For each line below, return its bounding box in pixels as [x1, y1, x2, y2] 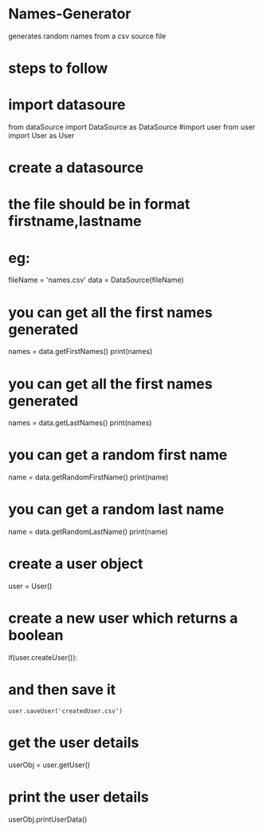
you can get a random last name [8, 500, 225, 519]
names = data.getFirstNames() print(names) [8, 347, 153, 356]
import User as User [8, 131, 75, 141]
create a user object [8, 555, 143, 573]
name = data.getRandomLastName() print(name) [8, 527, 168, 536]
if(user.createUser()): [8, 653, 78, 662]
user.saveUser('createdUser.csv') [8, 707, 124, 715]
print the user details [8, 788, 149, 806]
